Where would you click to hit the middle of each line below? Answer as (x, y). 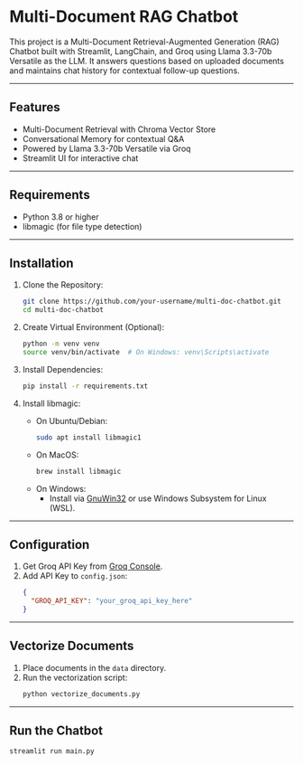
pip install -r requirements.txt (85, 386)
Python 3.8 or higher (60, 217)
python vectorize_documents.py (81, 694)
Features (35, 107)
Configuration (50, 544)
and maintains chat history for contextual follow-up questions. (125, 71)
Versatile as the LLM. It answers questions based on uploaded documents (147, 61)
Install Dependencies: (63, 369)
